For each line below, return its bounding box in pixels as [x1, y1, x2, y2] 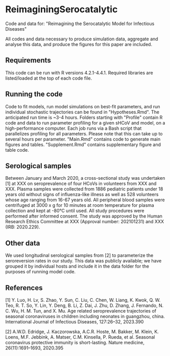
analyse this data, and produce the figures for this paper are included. [5, 41, 152, 47]
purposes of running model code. [5, 269, 76, 275]
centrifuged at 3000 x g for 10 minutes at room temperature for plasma [5, 202, 154, 208]
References [5, 283, 43, 292]
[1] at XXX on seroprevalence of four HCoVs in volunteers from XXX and [5, 180, 157, 187]
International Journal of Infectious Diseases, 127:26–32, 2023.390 [5, 319, 144, 325]
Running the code [5, 90, 63, 99]
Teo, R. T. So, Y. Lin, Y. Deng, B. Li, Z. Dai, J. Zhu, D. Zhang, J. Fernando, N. [5, 302, 164, 308]
